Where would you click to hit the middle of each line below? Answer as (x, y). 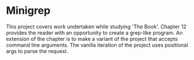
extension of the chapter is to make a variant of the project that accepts (92, 39)
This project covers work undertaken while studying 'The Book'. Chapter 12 (96, 27)
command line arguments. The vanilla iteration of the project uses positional (97, 45)
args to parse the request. (37, 51)
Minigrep (28, 11)
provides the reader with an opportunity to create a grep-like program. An (94, 32)
